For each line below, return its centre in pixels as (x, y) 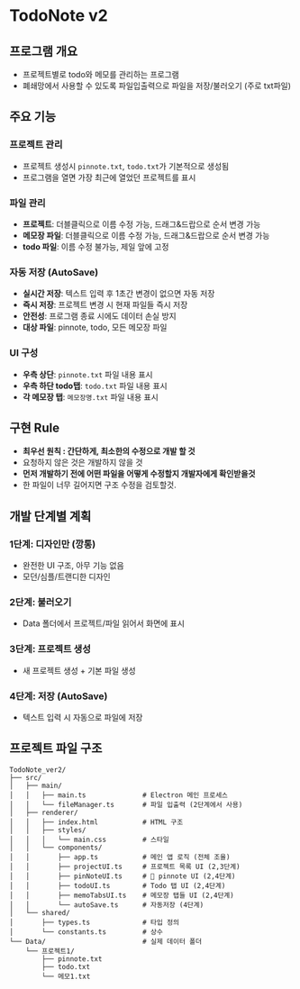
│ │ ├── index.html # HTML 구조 (96, 822)
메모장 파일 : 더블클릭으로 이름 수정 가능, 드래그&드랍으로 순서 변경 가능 (146, 235)
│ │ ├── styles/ (48, 830)
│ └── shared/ (40, 912)
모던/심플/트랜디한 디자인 (66, 576)
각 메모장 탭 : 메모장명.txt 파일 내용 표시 (91, 396)
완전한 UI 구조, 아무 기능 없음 (73, 566)
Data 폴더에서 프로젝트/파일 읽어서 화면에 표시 (103, 623)
